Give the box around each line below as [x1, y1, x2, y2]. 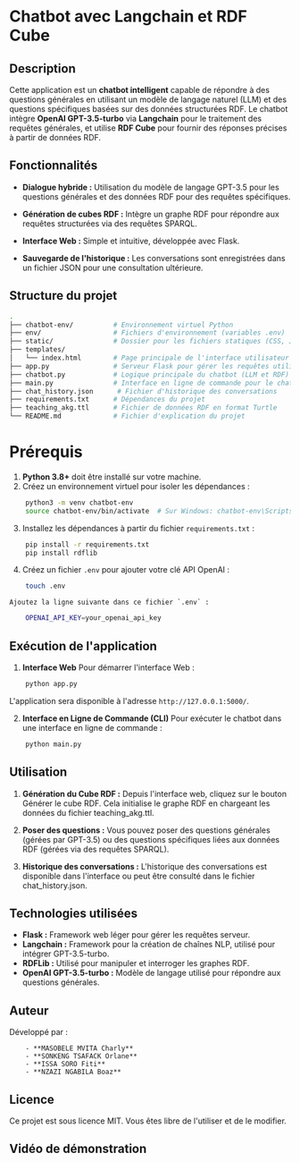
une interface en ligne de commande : [21, 722, 162, 733]
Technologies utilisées [9, 905, 138, 920]
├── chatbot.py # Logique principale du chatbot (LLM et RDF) [9, 369, 290, 379]
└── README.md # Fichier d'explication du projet [9, 411, 246, 421]
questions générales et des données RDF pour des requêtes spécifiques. [21, 191, 291, 202]
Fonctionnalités [9, 158, 98, 174]
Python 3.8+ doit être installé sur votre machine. [21, 471, 202, 482]
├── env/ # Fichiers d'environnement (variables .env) [9, 328, 286, 337]
